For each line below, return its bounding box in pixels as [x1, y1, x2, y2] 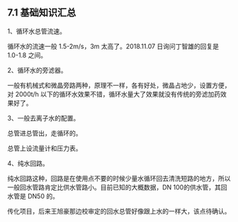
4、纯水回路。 [7, 159, 50, 167]
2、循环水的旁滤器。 [7, 66, 67, 74]
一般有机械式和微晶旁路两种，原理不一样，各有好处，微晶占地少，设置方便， [7, 81, 231, 89]
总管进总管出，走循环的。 [7, 128, 82, 137]
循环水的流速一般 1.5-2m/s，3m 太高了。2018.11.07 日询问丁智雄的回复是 [7, 42, 220, 50]
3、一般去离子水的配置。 [7, 113, 80, 122]
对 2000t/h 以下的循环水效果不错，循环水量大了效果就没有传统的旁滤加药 [7, 89, 221, 98]
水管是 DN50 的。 [7, 192, 59, 200]
